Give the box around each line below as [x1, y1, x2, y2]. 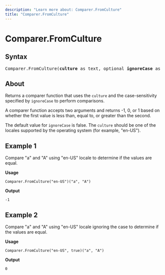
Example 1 [5, 141, 37, 150]
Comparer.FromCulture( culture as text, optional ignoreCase [5, 66, 153, 71]
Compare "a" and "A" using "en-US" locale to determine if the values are [5, 155, 152, 161]
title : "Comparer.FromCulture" [5, 12, 69, 17]
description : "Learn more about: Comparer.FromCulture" [5, 7, 122, 12]
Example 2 [5, 210, 38, 219]
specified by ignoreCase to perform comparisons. [5, 98, 105, 104]
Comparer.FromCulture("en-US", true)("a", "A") [5, 248, 105, 253]
